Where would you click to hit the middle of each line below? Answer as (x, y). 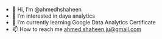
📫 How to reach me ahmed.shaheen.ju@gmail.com (77, 29)
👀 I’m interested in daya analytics (54, 16)
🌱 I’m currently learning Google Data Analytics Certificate (84, 22)
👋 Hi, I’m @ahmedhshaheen (47, 9)
